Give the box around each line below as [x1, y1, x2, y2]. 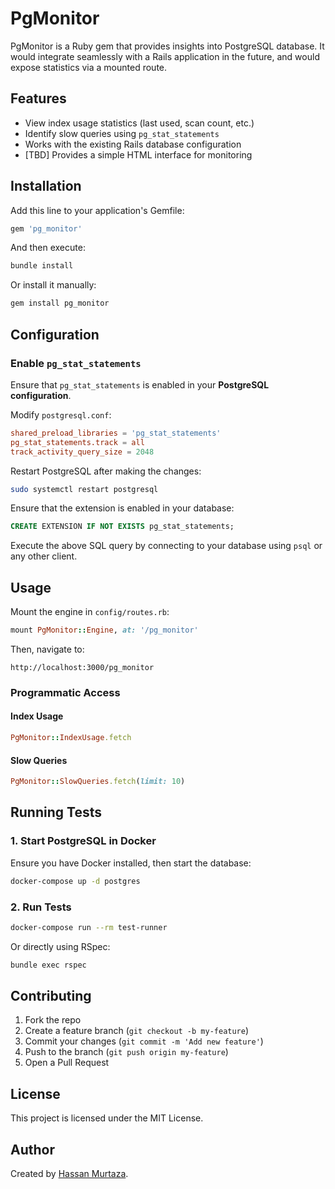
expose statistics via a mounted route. [10, 61, 168, 73]
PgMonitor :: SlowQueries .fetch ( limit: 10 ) [10, 777, 186, 787]
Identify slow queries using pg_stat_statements [24, 127, 220, 139]
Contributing [10, 988, 92, 1005]
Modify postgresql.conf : [10, 408, 112, 421]
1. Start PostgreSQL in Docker [10, 834, 157, 848]
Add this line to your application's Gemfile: [10, 204, 185, 216]
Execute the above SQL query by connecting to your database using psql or [10, 540, 323, 552]
